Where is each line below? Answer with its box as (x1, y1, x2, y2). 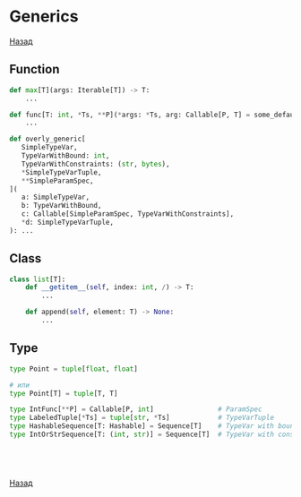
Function (9, 62, 60, 77)
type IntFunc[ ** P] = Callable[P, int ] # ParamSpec (9, 405, 262, 414)
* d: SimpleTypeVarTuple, (21, 218, 115, 227)
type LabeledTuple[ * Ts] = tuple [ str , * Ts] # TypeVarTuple (9, 414, 275, 423)
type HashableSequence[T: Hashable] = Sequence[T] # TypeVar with (9, 422, 275, 431)
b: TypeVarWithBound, (21, 201, 102, 210)
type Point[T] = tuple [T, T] (9, 389, 118, 398)
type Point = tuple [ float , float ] (9, 364, 139, 373)
